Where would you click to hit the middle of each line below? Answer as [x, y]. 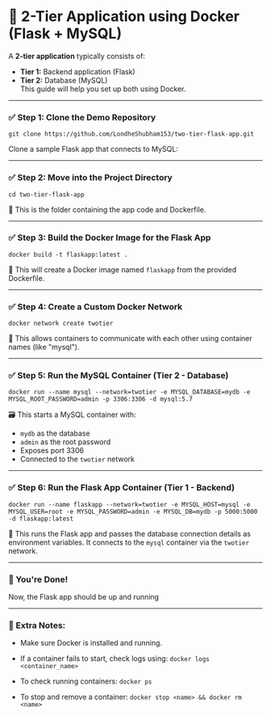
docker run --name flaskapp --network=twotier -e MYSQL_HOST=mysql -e [129, 504]
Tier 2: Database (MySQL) [64, 80]
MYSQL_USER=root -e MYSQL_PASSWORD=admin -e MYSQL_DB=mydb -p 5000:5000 [133, 511]
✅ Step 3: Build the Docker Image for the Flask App [110, 238]
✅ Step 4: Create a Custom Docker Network [96, 306]
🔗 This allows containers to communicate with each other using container [130, 339]
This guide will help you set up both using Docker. [103, 89]
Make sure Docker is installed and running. [91, 643]
